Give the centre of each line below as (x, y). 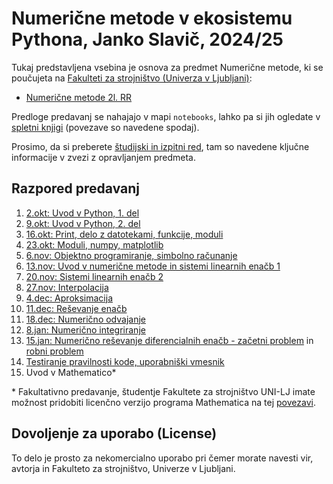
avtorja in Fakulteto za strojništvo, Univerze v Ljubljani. (123, 468)
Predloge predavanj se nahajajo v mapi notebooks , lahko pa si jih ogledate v (166, 116)
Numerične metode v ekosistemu (152, 18)
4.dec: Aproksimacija (69, 298)
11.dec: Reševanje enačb (76, 308)
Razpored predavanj (75, 188)
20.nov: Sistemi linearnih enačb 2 (94, 276)
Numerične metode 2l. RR (79, 97)
